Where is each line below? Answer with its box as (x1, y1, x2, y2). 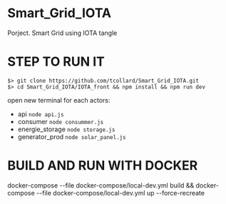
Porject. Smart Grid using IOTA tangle (7, 29, 118, 37)
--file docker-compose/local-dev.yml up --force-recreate (36, 188, 205, 197)
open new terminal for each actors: (7, 96, 111, 104)
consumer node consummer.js (17, 117, 104, 126)
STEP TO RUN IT (7, 53, 106, 70)
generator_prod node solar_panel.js (17, 132, 126, 141)
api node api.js (17, 109, 64, 118)
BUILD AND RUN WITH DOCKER (7, 158, 198, 174)
